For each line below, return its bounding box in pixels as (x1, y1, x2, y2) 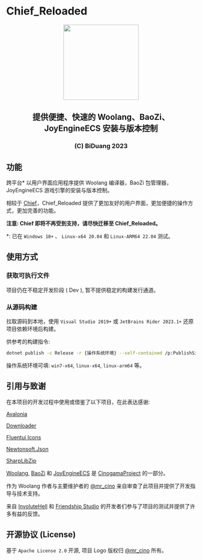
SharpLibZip (6, 457, 37, 464)
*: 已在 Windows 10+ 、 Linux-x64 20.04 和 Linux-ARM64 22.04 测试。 (6, 233, 174, 240)
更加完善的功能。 (16, 207, 59, 215)
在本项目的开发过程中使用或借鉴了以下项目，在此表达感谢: (6, 398, 150, 405)
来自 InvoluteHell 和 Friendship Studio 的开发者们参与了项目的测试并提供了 (6, 502, 191, 510)
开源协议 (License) (6, 529, 76, 540)
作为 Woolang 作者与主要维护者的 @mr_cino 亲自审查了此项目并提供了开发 (6, 482, 191, 489)
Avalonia (6, 410, 28, 417)
